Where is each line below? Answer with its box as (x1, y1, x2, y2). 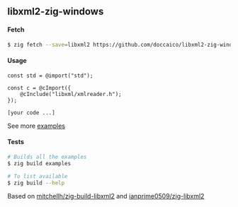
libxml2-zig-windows (7, 6, 104, 18)
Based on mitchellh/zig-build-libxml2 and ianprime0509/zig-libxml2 (7, 192, 205, 201)
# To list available (7, 172, 69, 179)
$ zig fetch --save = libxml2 (7, 41, 91, 48)
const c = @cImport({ (7, 84, 72, 91)
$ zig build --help (7, 179, 65, 187)
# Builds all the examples (7, 153, 87, 160)
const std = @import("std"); (7, 72, 93, 79)
